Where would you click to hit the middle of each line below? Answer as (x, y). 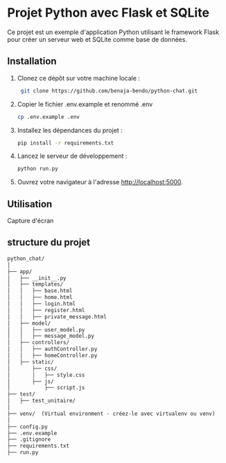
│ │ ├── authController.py (52, 349)
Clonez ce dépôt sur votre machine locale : (79, 78)
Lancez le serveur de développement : (72, 156)
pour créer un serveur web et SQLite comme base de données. (97, 39)
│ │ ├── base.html (40, 291)
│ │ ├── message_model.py (51, 336)
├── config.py (28, 427)
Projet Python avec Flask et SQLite (108, 13)
